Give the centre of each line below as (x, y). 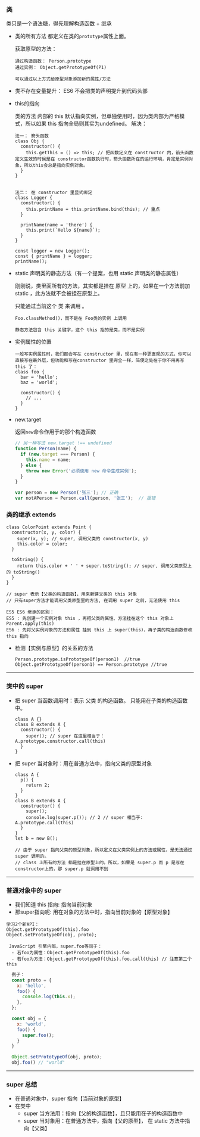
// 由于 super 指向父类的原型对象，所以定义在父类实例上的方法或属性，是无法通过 (103, 850)
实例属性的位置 (33, 342)
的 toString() (23, 572)
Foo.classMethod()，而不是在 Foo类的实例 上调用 (71, 319)
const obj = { (29, 1019)
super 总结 (22, 1084)
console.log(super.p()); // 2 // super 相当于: (85, 817)
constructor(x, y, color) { (46, 532)
